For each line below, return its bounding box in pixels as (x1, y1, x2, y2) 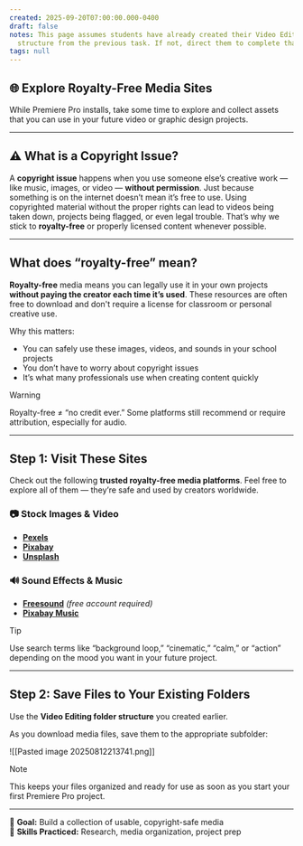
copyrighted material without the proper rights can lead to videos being (9, 201, 275, 212)
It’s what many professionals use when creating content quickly (22, 371, 259, 382)
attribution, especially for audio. (9, 417, 128, 428)
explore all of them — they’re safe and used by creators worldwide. (9, 484, 259, 495)
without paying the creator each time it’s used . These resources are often (9, 288, 288, 299)
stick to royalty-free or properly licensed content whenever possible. (9, 221, 268, 231)
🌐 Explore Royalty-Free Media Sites (9, 80, 213, 96)
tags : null (9, 47, 50, 56)
